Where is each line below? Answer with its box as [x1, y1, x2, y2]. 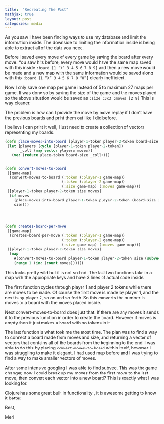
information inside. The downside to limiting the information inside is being [5, 40, 155, 46]
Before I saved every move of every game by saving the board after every [5, 54, 153, 60]
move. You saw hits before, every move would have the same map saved [5, 59, 152, 65]
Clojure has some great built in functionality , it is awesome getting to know [5, 390, 156, 396]
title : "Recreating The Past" [5, 7, 69, 12]
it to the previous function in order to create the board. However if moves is [5, 314, 157, 320]
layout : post [5, 16, 32, 21]
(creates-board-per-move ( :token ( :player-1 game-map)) [9, 233, 125, 238]
